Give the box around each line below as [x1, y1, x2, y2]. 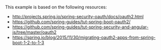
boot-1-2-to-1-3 [12, 40, 44, 46]
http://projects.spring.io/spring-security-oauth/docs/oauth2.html [12, 14, 144, 19]
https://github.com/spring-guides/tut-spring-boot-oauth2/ [12, 19, 131, 25]
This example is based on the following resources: [5, 4, 107, 10]
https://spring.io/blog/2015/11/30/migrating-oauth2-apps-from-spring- [12, 34, 156, 40]
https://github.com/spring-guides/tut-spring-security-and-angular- [12, 24, 149, 30]
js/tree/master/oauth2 [12, 29, 57, 35]
